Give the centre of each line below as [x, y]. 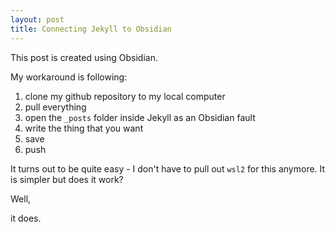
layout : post [37, 19]
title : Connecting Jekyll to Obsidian [91, 29]
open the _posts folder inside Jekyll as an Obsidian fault [140, 117]
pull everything [55, 107]
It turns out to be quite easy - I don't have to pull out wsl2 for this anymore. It [168, 168]
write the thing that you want [84, 128]
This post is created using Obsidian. [84, 57]
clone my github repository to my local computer [125, 96]
